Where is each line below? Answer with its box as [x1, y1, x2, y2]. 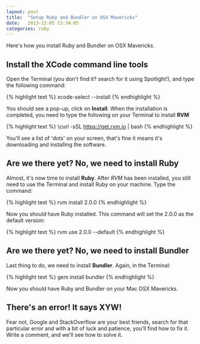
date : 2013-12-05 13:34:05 [6, 20, 79, 26]
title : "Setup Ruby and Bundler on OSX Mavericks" [6, 14, 138, 20]
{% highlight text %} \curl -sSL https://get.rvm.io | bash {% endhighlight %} [6, 123, 193, 130]
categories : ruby [6, 25, 50, 32]
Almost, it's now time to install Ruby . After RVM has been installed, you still [6, 174, 191, 181]
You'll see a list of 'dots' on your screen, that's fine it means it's [6, 134, 163, 142]
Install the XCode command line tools [6, 59, 149, 70]
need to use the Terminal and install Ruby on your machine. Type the [6, 181, 175, 188]
